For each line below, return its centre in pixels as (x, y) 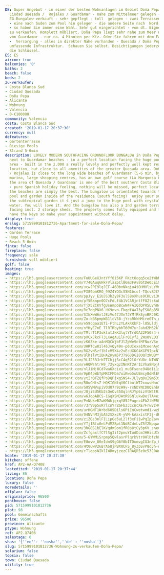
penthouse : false (23, 501)
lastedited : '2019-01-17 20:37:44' (41, 469)
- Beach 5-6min (20, 242)
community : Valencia (26, 119)
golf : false (17, 264)
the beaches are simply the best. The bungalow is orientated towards (83, 191)
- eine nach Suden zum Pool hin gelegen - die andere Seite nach (77, 23)
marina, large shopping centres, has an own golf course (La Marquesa (83, 178)
